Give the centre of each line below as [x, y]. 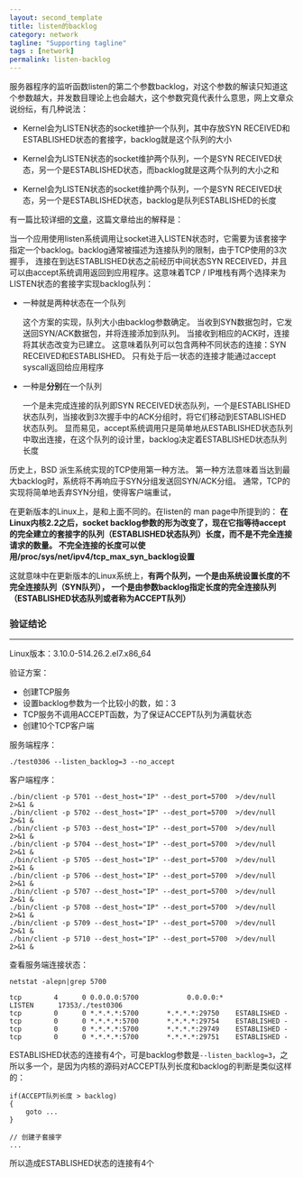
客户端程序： [33, 780]
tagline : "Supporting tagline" [68, 43]
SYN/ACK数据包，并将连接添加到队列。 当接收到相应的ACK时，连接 [164, 333]
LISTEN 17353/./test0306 [66, 1006]
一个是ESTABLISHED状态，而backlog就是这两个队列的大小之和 [163, 170]
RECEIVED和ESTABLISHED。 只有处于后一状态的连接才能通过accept [149, 356]
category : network [44, 34]
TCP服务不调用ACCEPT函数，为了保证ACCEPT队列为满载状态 [137, 714]
